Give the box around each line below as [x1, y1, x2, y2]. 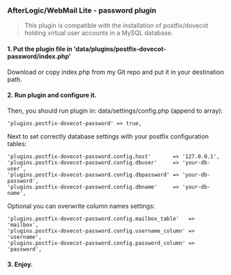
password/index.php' [7, 52, 71, 61]
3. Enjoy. [7, 260, 33, 269]
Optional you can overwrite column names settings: [7, 201, 156, 210]
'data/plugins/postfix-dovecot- [73, 45, 166, 53]
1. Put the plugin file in [7, 45, 73, 53]
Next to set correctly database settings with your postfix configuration [7, 132, 209, 141]
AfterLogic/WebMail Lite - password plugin [7, 6, 157, 15]
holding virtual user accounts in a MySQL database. [24, 29, 173, 37]
